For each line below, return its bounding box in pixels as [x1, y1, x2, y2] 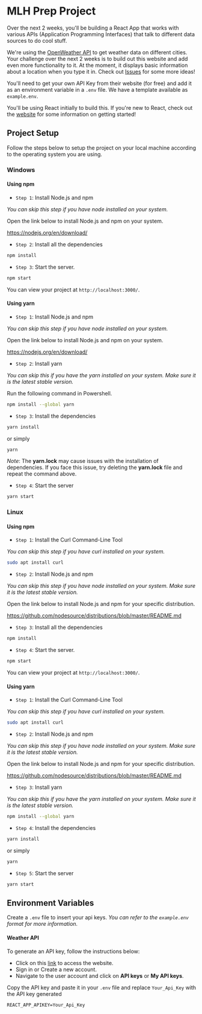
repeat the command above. [7, 470, 77, 477]
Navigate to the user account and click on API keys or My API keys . [15, 972, 184, 979]
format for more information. [7, 920, 78, 928]
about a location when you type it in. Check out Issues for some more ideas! [7, 68, 195, 75]
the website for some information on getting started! [7, 110, 136, 118]
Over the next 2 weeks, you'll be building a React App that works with [7, 24, 179, 31]
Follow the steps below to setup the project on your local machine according [7, 144, 197, 151]
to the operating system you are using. [7, 150, 103, 158]
